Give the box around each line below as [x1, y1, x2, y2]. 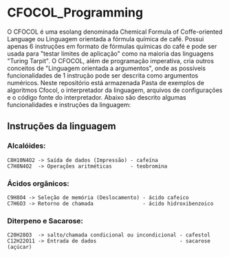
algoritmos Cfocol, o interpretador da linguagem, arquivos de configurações [7, 86, 223, 94]
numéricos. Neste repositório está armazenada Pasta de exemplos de [7, 78, 205, 87]
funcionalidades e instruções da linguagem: [7, 100, 131, 109]
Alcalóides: [7, 141, 46, 150]
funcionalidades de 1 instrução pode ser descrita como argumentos [7, 71, 199, 80]
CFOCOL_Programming [7, 5, 143, 21]
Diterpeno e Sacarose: [7, 216, 84, 225]
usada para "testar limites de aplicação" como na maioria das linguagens [7, 49, 215, 58]
